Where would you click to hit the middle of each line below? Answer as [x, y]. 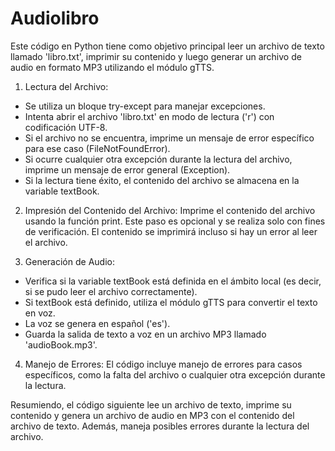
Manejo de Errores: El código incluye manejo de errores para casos [163, 364]
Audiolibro [55, 18]
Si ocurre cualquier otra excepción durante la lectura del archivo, [158, 159]
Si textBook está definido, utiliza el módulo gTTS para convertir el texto [171, 302]
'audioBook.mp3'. [61, 344]
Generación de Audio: [69, 261]
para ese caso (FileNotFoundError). [97, 148]
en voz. [40, 313]
